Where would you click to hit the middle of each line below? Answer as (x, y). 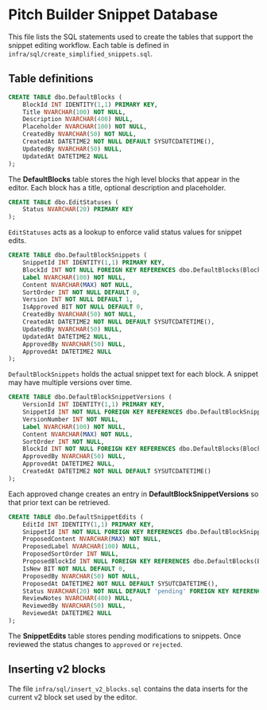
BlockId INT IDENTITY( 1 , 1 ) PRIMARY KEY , (90, 104)
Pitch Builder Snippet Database (113, 15)
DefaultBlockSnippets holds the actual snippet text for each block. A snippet (133, 374)
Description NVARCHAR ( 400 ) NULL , (78, 120)
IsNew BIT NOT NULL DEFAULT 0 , (74, 569)
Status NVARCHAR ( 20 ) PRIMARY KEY (78, 210)
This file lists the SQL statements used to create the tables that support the (131, 37)
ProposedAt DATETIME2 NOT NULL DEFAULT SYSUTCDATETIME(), (120, 583)
